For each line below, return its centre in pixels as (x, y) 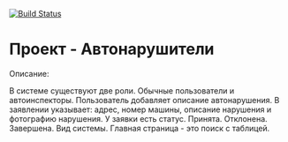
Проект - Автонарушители (112, 49)
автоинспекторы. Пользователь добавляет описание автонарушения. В (144, 100)
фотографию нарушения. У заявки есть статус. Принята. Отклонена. (138, 118)
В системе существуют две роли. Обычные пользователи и (122, 90)
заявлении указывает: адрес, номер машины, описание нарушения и (140, 109)
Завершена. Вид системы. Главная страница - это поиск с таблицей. (140, 128)
